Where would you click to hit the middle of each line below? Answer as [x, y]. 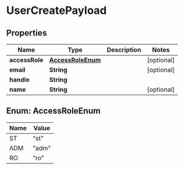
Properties [27, 33]
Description [124, 50]
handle [20, 80]
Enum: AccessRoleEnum [54, 111]
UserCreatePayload [57, 11]
